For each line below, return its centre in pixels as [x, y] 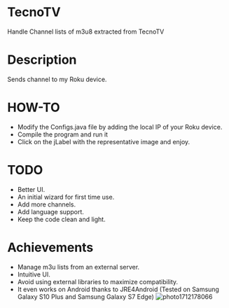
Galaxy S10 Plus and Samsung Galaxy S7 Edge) [85, 296]
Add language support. [50, 211]
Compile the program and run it [63, 134]
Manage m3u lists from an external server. [78, 267]
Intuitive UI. [34, 274]
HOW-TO [34, 107]
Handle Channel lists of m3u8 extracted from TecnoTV [86, 31]
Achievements [50, 247]
